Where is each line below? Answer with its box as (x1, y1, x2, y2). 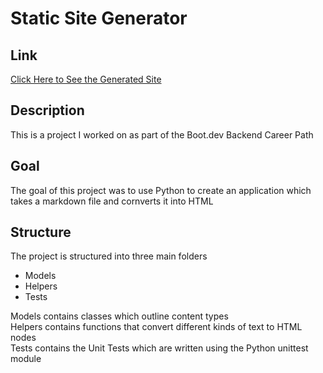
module (10, 353, 42, 365)
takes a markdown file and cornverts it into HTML (10, 195, 214, 207)
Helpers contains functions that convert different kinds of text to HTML (10, 321, 303, 333)
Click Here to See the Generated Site (10, 73, 162, 85)
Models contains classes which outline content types (10, 310, 229, 322)
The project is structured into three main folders (10, 250, 208, 262)
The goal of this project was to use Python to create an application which (10, 184, 312, 196)
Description (10, 102, 85, 119)
